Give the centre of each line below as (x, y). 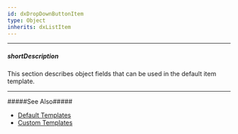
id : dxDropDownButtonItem (45, 14)
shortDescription (33, 56)
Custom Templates (45, 123)
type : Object (27, 20)
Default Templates (44, 115)
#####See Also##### (40, 102)
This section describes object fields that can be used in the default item (112, 74)
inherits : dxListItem (39, 27)
